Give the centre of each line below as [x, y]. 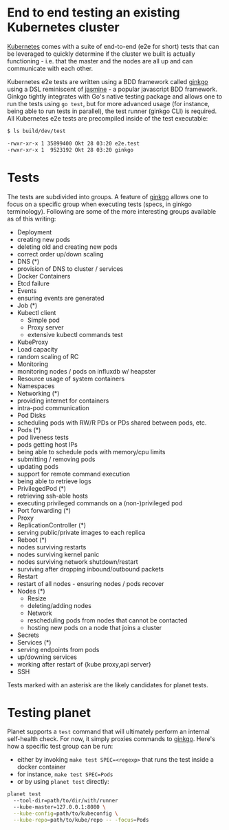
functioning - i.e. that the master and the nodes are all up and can [100, 61]
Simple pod [43, 320]
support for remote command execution [74, 474]
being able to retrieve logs [54, 481]
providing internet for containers [63, 401]
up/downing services [47, 657]
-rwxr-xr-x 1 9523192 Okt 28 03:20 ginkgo [70, 150]
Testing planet [49, 712]
